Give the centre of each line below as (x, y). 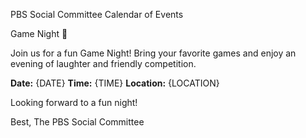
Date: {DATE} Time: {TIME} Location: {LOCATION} (115, 83)
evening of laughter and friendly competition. (103, 63)
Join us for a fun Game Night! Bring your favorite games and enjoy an (153, 53)
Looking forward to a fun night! (74, 102)
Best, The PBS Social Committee (77, 122)
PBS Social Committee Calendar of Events (97, 14)
